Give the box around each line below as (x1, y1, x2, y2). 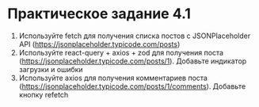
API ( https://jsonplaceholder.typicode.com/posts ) (18, 39, 181, 48)
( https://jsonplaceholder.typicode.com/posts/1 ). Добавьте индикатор (18, 56, 247, 66)
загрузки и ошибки (18, 64, 84, 74)
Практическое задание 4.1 (7, 5, 192, 23)
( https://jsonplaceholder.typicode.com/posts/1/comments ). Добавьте (18, 81, 246, 91)
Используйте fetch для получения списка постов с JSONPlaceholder (18, 31, 251, 40)
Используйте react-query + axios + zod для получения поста (18, 48, 223, 57)
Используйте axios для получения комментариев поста (18, 73, 208, 82)
